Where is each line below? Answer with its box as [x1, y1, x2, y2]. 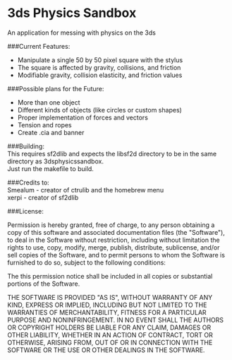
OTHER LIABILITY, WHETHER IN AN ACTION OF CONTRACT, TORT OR [7, 330, 213, 339]
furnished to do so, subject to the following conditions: [7, 258, 166, 267]
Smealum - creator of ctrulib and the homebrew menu [7, 185, 164, 194]
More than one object [17, 98, 80, 107]
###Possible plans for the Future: [7, 84, 104, 93]
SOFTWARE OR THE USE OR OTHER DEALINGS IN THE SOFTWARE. [7, 345, 205, 354]
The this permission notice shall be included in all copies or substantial [7, 272, 213, 280]
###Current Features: [7, 42, 71, 50]
